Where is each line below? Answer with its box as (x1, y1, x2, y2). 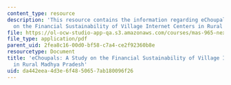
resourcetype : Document (7, 49, 76, 56)
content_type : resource (7, 10, 76, 17)
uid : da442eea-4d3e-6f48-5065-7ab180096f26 (7, 67, 134, 74)
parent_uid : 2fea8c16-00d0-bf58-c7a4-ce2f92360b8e (7, 42, 155, 49)
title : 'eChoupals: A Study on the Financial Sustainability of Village (7, 55, 220, 62)
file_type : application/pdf (7, 36, 88, 42)
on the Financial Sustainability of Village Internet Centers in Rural (13, 23, 223, 29)
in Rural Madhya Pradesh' (13, 61, 88, 68)
